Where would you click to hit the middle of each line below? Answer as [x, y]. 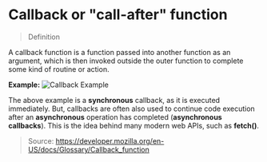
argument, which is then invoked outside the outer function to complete [126, 61]
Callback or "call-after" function [118, 15]
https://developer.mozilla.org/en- [110, 140]
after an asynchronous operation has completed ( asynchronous [115, 117]
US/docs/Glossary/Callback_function [88, 149]
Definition [44, 37]
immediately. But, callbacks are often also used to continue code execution [132, 109]
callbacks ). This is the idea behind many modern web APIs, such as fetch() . [134, 125]
